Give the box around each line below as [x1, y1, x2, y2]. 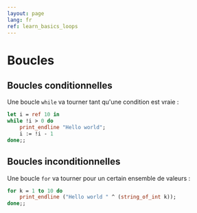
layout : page [7, 10, 45, 17]
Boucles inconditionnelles [7, 156, 121, 168]
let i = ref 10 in [7, 111, 60, 118]
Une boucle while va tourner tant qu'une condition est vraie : [7, 98, 179, 106]
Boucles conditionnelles [7, 80, 113, 91]
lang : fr [7, 16, 32, 23]
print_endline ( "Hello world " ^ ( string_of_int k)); [19, 194, 176, 201]
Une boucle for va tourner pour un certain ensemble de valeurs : [7, 174, 191, 182]
